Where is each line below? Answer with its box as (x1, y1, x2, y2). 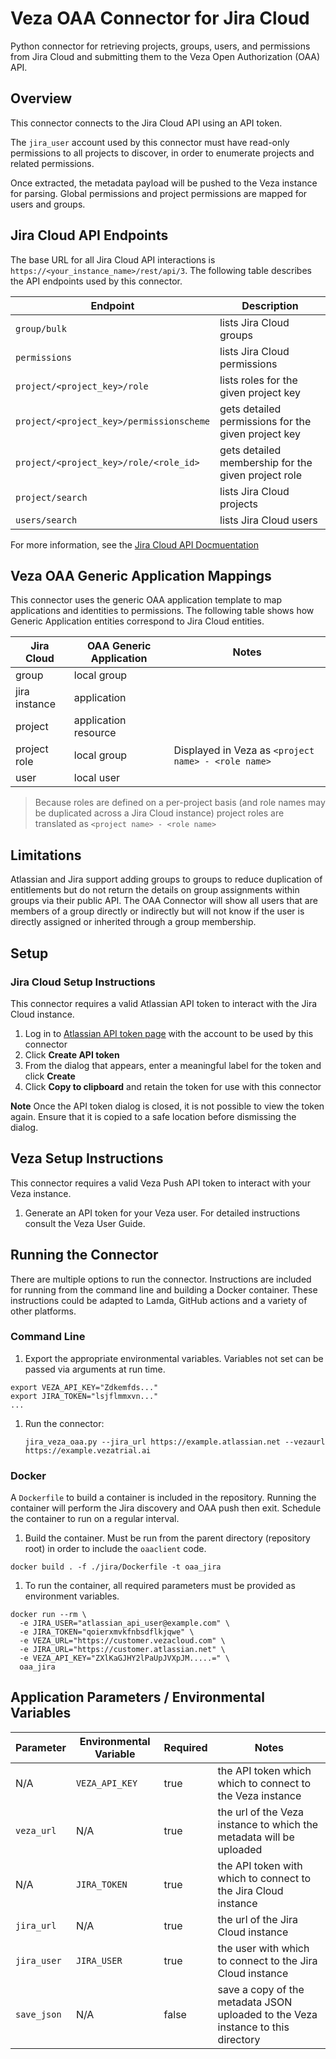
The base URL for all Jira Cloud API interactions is (10, 253, 216, 266)
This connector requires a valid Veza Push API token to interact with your (10, 1177, 311, 1189)
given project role (219, 468, 303, 482)
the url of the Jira (217, 1912, 298, 1926)
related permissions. (10, 157, 95, 169)
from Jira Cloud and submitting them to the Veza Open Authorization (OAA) (10, 50, 321, 62)
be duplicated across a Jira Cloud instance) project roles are (34, 807, 285, 819)
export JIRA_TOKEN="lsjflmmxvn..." (10, 1391, 159, 1401)
